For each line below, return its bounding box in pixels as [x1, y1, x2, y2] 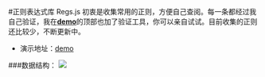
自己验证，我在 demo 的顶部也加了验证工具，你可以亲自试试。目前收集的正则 [8, 17, 258, 26]
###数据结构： [8, 60, 57, 70]
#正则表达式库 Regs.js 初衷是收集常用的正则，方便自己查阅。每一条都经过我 [8, 7, 257, 16]
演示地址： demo [19, 44, 74, 53]
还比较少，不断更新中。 [8, 27, 85, 36]
